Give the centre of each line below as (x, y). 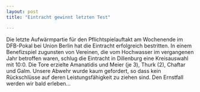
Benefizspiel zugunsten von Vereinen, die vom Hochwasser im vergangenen (100, 52)
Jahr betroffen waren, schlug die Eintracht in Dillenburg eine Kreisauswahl (97, 58)
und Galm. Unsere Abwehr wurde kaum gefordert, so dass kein (84, 71)
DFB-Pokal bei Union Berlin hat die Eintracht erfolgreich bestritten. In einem (99, 46)
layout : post (22, 12)
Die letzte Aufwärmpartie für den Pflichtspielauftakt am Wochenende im (95, 39)
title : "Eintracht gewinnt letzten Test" (59, 17)
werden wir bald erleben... (39, 83)
